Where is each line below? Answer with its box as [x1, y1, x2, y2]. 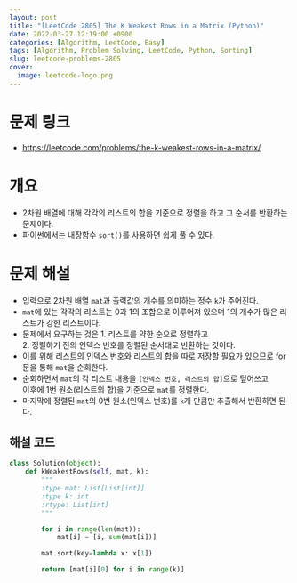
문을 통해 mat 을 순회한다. [21, 361, 108, 372]
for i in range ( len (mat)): [41, 524, 141, 534]
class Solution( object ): [9, 459, 101, 468]
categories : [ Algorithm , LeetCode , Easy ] [9, 37, 165, 47]
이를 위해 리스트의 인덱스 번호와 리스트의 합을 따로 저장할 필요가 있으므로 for [21, 351, 286, 361]
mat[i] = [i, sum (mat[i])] [56, 533, 157, 542]
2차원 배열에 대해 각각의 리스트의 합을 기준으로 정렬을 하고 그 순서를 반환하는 [21, 206, 288, 218]
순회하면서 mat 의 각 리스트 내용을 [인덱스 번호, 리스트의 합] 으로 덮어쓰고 [21, 373, 269, 384]
